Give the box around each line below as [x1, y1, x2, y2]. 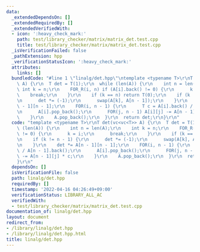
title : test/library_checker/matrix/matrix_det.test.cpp [17, 42, 161, 48]
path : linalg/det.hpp [11, 176, 65, 182]
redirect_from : [6, 220, 44, 226]
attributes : [11, 64, 42, 70]
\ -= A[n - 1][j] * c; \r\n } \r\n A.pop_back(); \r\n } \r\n [17, 153, 183, 159]
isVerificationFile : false [11, 170, 79, 176]
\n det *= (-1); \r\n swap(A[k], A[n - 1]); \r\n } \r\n [17, 97, 187, 103]
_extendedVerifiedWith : [11, 25, 70, 32]
